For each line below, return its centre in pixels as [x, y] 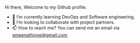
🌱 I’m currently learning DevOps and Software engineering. [73, 17]
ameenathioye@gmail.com [40, 35]
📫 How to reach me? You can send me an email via [66, 28]
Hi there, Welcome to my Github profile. [46, 7]
